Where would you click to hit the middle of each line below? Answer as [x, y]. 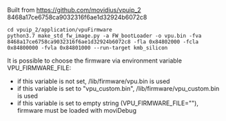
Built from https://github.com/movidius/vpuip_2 [74, 10]
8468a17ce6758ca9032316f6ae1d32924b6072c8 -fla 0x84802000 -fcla [103, 42]
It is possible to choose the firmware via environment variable [95, 60]
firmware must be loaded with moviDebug [76, 110]
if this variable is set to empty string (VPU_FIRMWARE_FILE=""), [107, 103]
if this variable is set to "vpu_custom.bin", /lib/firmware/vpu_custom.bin [118, 88]
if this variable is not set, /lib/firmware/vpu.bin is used [93, 81]
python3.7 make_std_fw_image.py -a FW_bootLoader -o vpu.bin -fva [104, 36]
